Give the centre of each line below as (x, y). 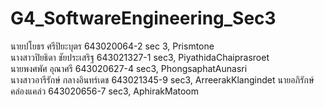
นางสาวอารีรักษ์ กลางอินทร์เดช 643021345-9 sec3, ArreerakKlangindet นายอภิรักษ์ (162, 79)
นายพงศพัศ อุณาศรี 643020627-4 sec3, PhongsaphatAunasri (129, 68)
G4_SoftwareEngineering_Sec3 (143, 18)
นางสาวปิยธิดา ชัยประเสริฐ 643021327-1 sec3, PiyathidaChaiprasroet (140, 57)
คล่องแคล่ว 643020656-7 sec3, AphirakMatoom (104, 91)
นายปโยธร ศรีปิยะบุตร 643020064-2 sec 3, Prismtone (112, 46)
